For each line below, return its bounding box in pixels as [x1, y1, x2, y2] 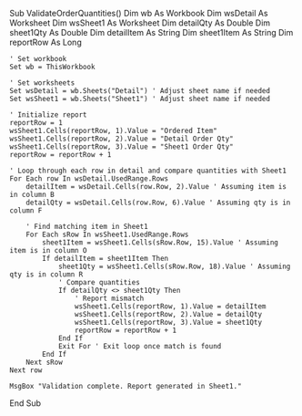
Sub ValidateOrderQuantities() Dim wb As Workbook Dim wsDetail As [9, 8, 268, 18]
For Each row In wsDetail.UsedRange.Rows [9, 174, 169, 183]
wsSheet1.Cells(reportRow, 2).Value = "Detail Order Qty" [9, 134, 234, 143]
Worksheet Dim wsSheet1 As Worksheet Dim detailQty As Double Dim [9, 17, 271, 28]
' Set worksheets [9, 78, 75, 88]
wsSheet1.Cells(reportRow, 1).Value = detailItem [74, 302, 267, 311]
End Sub [9, 398, 42, 409]
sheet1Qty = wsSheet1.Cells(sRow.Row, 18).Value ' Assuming [57, 262, 291, 271]
